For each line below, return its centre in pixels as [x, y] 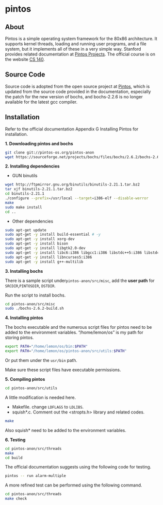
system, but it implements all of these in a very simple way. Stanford [73, 49]
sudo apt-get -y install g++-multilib [44, 262]
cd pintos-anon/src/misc [30, 304]
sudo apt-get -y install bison [37, 244]
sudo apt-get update [26, 230]
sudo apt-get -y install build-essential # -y [53, 235]
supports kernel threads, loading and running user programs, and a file [76, 44]
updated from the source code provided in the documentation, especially [78, 92]
